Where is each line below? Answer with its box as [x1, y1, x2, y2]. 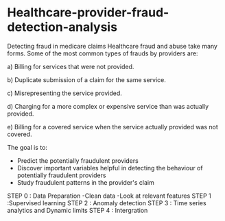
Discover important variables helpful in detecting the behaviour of [16, 164, 204, 172]
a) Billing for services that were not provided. [7, 62, 134, 70]
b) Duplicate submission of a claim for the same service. [7, 75, 166, 83]
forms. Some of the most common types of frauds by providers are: [7, 49, 198, 57]
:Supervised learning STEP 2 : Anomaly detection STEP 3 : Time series [7, 198, 207, 207]
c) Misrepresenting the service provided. [7, 89, 122, 97]
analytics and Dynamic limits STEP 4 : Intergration [7, 206, 148, 214]
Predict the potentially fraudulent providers [16, 156, 139, 165]
